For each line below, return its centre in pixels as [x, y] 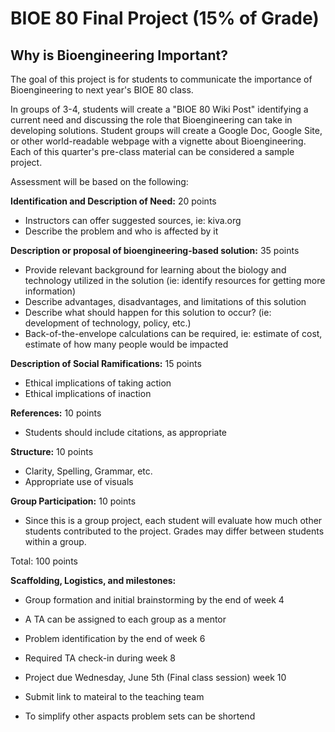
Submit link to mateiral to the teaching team [114, 696]
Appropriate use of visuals [79, 481]
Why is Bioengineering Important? [119, 55]
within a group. [55, 541]
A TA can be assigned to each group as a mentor [125, 619]
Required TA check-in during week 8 [100, 658]
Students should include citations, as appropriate [126, 432]
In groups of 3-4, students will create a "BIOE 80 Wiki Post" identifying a [159, 109]
